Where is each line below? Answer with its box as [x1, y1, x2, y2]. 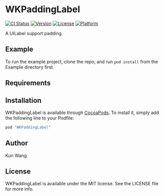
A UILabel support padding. [5, 30, 63, 36]
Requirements [5, 79, 51, 88]
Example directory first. [5, 64, 54, 70]
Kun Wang [5, 152, 27, 158]
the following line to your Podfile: [5, 115, 75, 121]
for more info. [5, 186, 34, 192]
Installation [5, 96, 42, 105]
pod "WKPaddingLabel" [5, 125, 51, 130]
